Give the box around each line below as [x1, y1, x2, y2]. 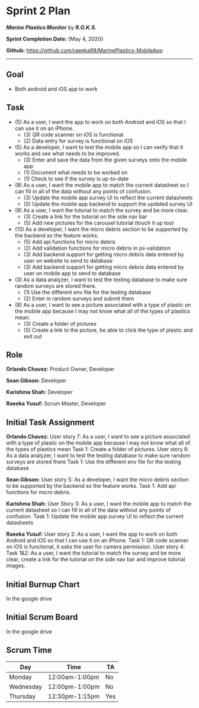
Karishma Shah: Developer [6, 389, 73, 396]
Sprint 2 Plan [6, 4, 71, 18]
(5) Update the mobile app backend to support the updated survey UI [23, 200, 192, 207]
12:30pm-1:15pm [47, 692, 100, 700]
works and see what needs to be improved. [14, 150, 120, 157]
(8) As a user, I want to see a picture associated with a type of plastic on [14, 301, 191, 308]
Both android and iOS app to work [14, 85, 98, 93]
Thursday [9, 692, 36, 700]
